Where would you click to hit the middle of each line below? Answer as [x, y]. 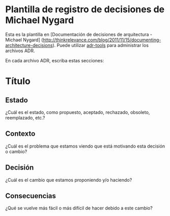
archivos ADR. [20, 51]
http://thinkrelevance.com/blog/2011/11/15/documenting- [102, 40]
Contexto [20, 134]
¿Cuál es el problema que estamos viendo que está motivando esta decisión [85, 146]
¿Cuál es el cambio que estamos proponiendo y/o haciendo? [69, 180]
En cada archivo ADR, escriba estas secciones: [55, 60]
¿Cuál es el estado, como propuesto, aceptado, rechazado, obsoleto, [78, 112]
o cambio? [16, 151]
